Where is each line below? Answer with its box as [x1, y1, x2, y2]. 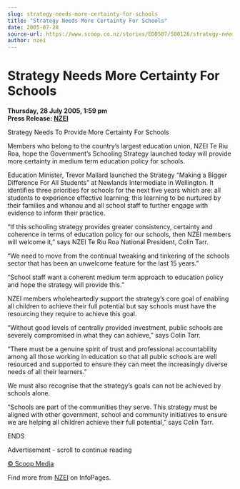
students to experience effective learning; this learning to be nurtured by [7, 193, 221, 202]
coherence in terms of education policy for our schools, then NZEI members [7, 230, 231, 239]
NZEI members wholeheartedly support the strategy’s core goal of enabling [7, 294, 229, 303]
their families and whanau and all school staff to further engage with [7, 201, 209, 210]
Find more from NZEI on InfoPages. [7, 473, 111, 482]
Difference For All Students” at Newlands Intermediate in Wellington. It [7, 178, 214, 187]
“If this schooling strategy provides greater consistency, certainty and [7, 223, 213, 231]
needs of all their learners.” [7, 368, 87, 376]
